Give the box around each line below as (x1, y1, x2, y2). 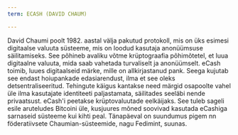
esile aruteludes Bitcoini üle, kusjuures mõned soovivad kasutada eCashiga (7, 104, 227, 112)
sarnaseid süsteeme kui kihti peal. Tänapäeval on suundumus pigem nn (7, 112, 217, 120)
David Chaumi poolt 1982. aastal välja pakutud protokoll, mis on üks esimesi (7, 36, 229, 45)
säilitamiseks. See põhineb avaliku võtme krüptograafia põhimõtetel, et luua (7, 51, 229, 60)
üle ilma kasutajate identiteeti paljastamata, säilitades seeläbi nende (7, 89, 206, 97)
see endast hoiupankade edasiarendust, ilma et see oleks (7, 74, 175, 82)
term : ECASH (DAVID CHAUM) (7, 10, 87, 18)
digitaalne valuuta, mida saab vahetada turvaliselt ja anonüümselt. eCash (7, 58, 221, 67)
